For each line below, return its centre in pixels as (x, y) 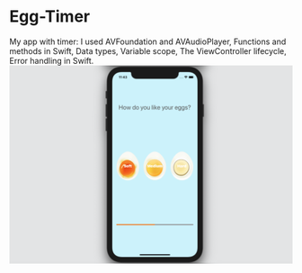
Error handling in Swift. (52, 60)
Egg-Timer (50, 17)
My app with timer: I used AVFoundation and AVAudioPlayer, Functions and (148, 41)
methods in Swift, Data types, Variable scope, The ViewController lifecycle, (148, 50)
